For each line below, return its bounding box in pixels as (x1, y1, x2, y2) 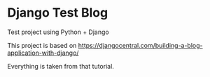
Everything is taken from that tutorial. (7, 62, 114, 70)
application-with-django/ (7, 49, 79, 57)
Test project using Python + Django (7, 28, 110, 36)
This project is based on (7, 41, 77, 49)
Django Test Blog (7, 5, 108, 21)
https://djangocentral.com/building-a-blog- (78, 41, 203, 49)
